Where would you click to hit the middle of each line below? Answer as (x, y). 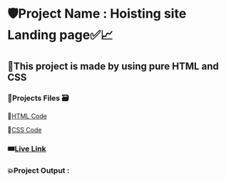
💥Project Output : (38, 170)
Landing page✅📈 (60, 35)
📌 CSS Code (25, 129)
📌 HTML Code (27, 116)
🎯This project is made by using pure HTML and (113, 66)
